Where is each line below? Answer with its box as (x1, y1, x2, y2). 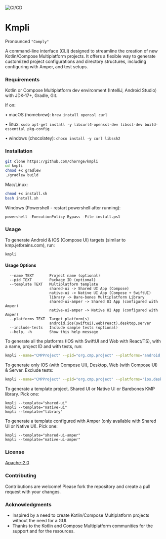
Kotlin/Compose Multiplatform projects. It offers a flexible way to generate (5, 53, 156, 59)
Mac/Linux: (5, 182, 28, 188)
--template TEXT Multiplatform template (9, 282, 98, 287)
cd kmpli (5, 163, 23, 168)
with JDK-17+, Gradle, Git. (5, 93, 58, 98)
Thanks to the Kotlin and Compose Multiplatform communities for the (12, 523, 153, 529)
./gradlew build (5, 173, 39, 178)
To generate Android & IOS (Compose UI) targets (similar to (5, 237, 126, 243)
